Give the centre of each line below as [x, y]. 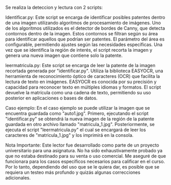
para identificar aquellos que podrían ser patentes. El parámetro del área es [85, 39]
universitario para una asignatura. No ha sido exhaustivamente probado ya [84, 150]
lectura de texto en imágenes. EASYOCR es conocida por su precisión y [81, 82]
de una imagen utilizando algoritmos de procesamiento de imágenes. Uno [83, 23]
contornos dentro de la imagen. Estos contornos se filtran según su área [82, 34]
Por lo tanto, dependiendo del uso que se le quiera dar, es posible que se [82, 167]
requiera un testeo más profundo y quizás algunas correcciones [73, 172]
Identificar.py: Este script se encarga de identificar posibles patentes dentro [85, 17]
